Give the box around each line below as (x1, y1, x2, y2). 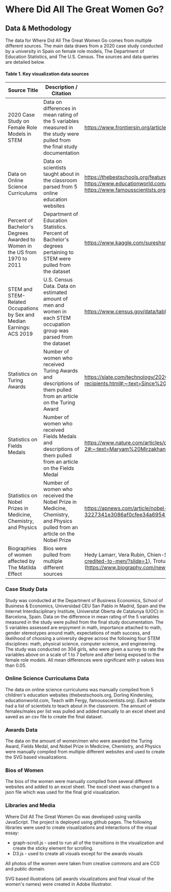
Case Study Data (5, 586, 48, 593)
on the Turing (43, 399, 75, 406)
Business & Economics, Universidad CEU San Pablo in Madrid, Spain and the (5, 603, 166, 609)
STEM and (8, 286, 33, 293)
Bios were (43, 545, 67, 552)
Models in (8, 130, 32, 138)
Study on (8, 118, 30, 125)
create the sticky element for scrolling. (12, 845, 94, 851)
